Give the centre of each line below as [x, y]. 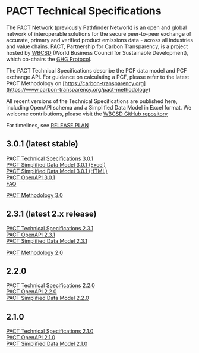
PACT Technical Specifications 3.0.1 [50, 158]
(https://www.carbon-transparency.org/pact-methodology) [78, 89]
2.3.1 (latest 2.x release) [51, 214]
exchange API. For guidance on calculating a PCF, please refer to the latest [98, 77]
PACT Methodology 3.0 [35, 195]
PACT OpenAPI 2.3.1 [31, 235]
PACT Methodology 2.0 [35, 252]
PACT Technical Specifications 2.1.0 [50, 331]
